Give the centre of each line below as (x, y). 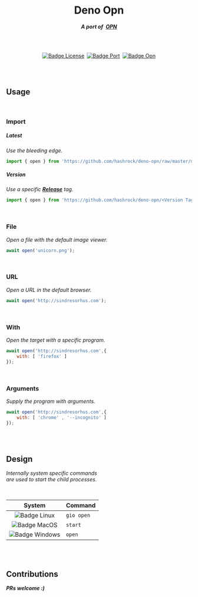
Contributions (32, 574)
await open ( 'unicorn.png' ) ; (41, 250)
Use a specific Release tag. (40, 189)
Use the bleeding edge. (34, 150)
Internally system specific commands (52, 473)
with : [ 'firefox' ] (42, 356)
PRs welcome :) (26, 588)
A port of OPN (99, 27)
